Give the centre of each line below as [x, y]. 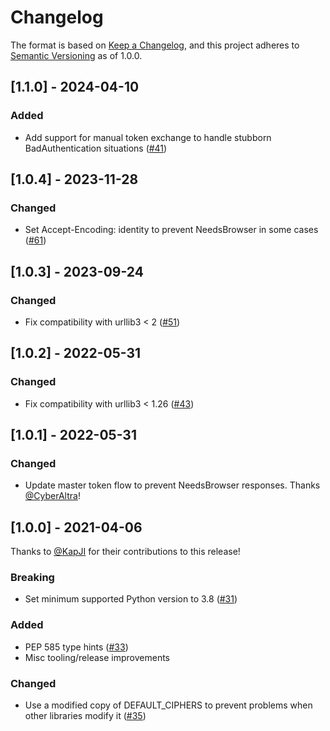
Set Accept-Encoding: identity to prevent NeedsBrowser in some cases [171, 230]
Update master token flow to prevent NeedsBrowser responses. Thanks [172, 485]
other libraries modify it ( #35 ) [85, 716]
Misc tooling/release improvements [97, 657]
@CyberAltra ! [52, 496]
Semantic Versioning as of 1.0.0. [76, 55]
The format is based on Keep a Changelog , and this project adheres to [155, 45]
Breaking [32, 578]
